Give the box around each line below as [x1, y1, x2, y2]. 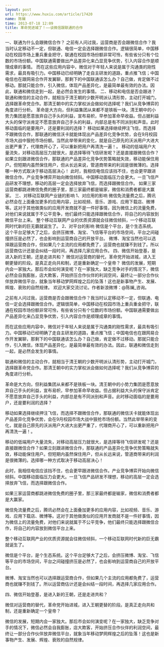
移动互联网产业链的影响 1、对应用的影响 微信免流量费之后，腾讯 [27, 193, 156, 199]
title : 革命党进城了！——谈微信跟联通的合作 [5, 25, 83, 30]
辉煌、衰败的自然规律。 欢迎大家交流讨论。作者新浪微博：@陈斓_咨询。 [5, 285, 149, 291]
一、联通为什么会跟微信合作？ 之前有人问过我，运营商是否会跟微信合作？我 [5, 40, 156, 46]
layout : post [5, 7, 32, 12]
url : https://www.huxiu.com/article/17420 [5, 12, 93, 17]
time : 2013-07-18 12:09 [5, 21, 54, 26]
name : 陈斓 [5, 16, 26, 21]
